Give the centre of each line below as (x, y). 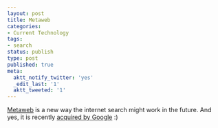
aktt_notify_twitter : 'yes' (54, 77)
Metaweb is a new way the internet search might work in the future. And (109, 110)
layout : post (26, 13)
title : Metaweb (29, 20)
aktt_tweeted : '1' (40, 90)
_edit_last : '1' (36, 84)
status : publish (30, 52)
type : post (23, 58)
